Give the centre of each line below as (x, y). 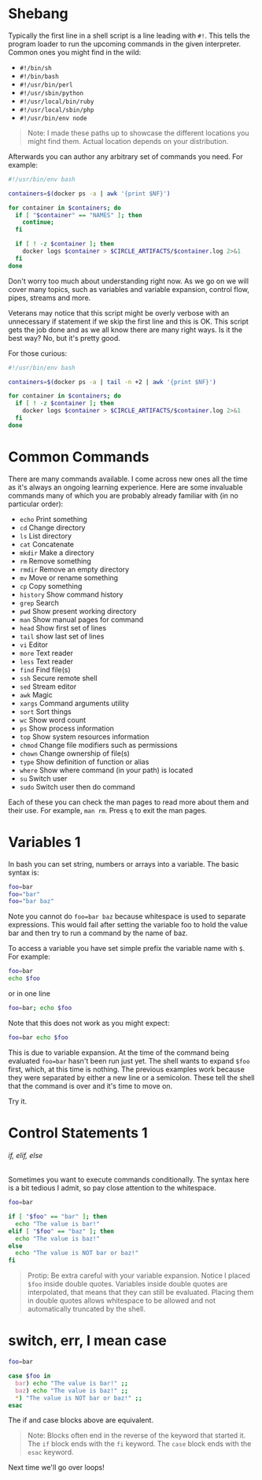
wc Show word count (53, 720)
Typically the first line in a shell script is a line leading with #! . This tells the (129, 35)
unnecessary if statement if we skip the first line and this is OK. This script (129, 321)
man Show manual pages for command (81, 620)
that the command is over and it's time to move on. (90, 1086)
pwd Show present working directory (78, 611)
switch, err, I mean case (87, 1341)
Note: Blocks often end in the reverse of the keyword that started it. (137, 1436)
